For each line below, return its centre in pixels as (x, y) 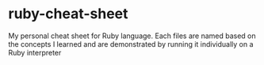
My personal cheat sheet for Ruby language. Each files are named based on (132, 36)
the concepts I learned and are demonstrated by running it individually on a (131, 44)
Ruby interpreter (35, 52)
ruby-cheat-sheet (68, 14)
